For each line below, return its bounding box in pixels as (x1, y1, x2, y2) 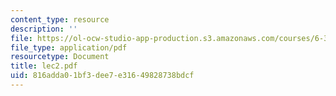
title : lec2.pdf (10, 61, 78, 71)
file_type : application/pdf (10, 42, 128, 53)
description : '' (10, 24, 78, 34)
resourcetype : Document (10, 52, 110, 62)
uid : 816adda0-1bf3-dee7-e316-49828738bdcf (10, 71, 195, 81)
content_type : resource (10, 14, 110, 25)
